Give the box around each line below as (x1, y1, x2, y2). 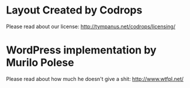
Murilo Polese (6, 56, 74, 69)
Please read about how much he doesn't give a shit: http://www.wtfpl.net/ (6, 75, 184, 82)
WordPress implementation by (6, 43, 157, 57)
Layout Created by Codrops (6, 4, 143, 17)
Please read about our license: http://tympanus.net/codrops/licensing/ (6, 23, 175, 30)
